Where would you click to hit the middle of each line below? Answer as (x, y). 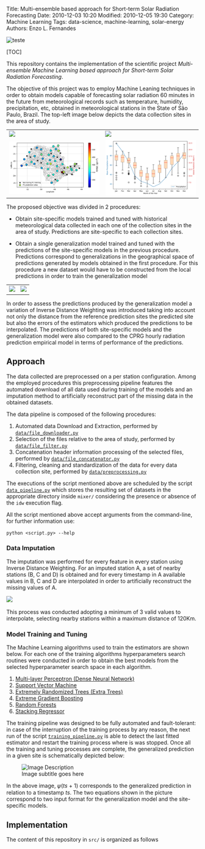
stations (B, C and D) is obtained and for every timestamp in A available (96, 574)
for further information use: (41, 521)
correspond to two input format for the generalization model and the (92, 799)
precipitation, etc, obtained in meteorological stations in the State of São (97, 108)
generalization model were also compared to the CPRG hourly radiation (95, 336)
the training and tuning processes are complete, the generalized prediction (100, 749)
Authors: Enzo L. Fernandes (41, 28)
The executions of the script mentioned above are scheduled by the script (99, 483)
